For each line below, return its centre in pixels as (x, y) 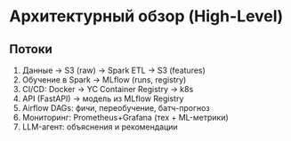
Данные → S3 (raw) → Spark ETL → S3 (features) (114, 70)
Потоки (31, 49)
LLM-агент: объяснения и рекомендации (100, 127)
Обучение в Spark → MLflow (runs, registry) (104, 80)
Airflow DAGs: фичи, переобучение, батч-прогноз (116, 108)
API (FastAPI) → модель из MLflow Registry (103, 98)
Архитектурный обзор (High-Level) (146, 16)
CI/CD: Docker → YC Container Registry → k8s (108, 89)
